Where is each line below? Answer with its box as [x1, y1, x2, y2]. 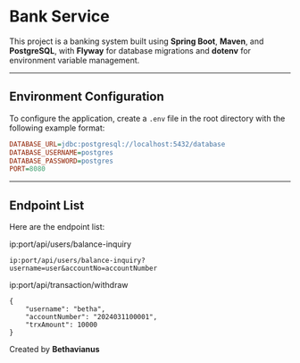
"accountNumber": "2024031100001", [25, 313, 158, 322]
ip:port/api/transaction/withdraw [9, 280, 129, 291]
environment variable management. [9, 55, 140, 65]
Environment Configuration [9, 89, 164, 105]
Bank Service [9, 6, 110, 27]
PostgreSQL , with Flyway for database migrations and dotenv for [9, 45, 252, 55]
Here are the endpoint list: [9, 222, 105, 232]
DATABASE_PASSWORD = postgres [9, 156, 114, 165]
